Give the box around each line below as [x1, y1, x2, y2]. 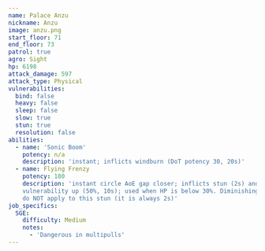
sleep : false [15, 107, 58, 115]
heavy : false [15, 99, 58, 107]
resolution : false [15, 128, 77, 136]
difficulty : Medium [22, 216, 87, 224]
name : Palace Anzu [8, 11, 69, 20]
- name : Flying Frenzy [15, 165, 90, 173]
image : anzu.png [8, 26, 62, 34]
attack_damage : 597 [8, 70, 73, 78]
